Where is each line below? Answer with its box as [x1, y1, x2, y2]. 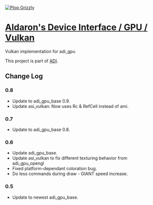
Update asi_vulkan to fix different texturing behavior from [12, 155, 127, 161]
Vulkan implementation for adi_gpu [5, 48, 76, 54]
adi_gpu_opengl [12, 160, 44, 166]
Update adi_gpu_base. [12, 150, 57, 156]
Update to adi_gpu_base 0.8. [12, 127, 70, 132]
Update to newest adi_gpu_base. [12, 194, 78, 200]
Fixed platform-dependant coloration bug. [12, 166, 97, 172]
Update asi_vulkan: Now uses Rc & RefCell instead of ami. [12, 103, 129, 109]
